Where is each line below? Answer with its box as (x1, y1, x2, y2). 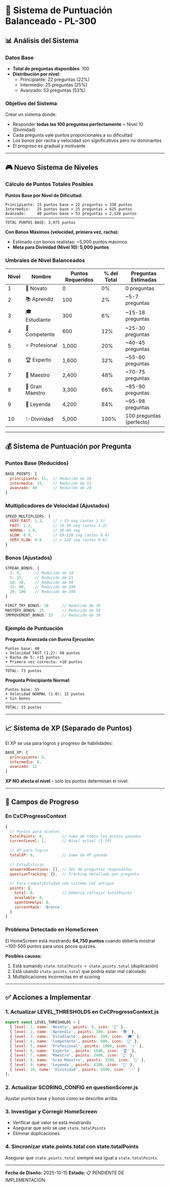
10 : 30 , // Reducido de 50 (10, 580, 73, 585)
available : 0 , (14, 895, 44, 900)
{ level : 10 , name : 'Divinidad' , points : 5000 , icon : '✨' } (10, 1067, 140, 1072)
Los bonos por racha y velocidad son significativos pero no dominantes (12, 137, 162, 144)
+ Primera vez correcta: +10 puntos (5, 659, 82, 664)
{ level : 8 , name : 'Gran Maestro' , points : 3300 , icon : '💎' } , (10, 1057, 146, 1063)
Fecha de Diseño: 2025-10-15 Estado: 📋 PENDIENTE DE (5, 1169, 124, 1176)
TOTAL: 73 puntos (5, 668, 42, 673)
